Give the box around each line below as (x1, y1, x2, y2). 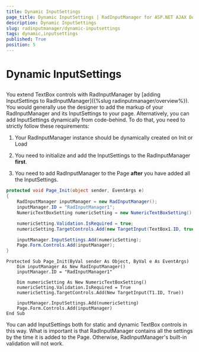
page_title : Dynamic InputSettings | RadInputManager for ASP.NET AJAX (6, 14, 187, 20)
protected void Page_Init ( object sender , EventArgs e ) (6, 188, 145, 194)
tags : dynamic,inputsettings (6, 31, 78, 37)
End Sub (6, 310, 25, 317)
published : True (6, 36, 46, 42)
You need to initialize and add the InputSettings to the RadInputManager (14, 152, 191, 159)
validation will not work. (6, 340, 64, 347)
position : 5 (6, 42, 36, 48)
